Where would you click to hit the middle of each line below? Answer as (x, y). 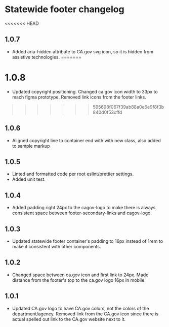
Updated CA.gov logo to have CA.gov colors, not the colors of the (81, 308)
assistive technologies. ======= (47, 57)
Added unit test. (29, 179)
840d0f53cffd (108, 112)
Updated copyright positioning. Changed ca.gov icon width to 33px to (85, 91)
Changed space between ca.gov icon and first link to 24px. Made (80, 275)
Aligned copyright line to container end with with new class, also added (87, 140)
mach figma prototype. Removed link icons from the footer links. (79, 97)
